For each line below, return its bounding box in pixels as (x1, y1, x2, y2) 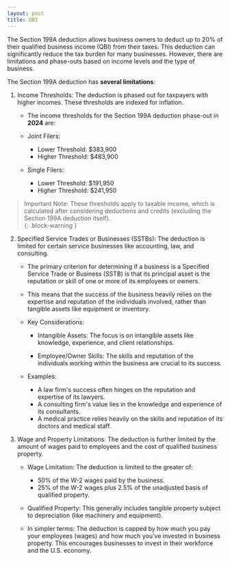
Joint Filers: (27, 131, 61, 140)
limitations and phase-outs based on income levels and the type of (7, 57, 195, 65)
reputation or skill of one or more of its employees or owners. (27, 276, 200, 285)
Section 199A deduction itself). (23, 213, 111, 222)
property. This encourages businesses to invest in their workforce (27, 538, 214, 547)
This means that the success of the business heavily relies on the (27, 290, 212, 298)
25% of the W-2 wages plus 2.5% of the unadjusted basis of (37, 483, 209, 491)
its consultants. (37, 407, 81, 415)
